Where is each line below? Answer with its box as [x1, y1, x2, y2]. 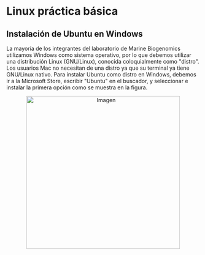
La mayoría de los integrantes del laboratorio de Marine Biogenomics [6, 45, 181, 52]
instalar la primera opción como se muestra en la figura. [6, 84, 148, 91]
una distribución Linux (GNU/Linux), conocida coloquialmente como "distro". [6, 58, 199, 65]
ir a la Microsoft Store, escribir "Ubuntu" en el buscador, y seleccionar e [6, 78, 188, 84]
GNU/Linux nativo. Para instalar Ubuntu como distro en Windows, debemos [6, 71, 196, 78]
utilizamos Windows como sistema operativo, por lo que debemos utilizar [6, 51, 191, 59]
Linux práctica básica [6, 4, 118, 18]
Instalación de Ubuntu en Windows [6, 29, 143, 39]
